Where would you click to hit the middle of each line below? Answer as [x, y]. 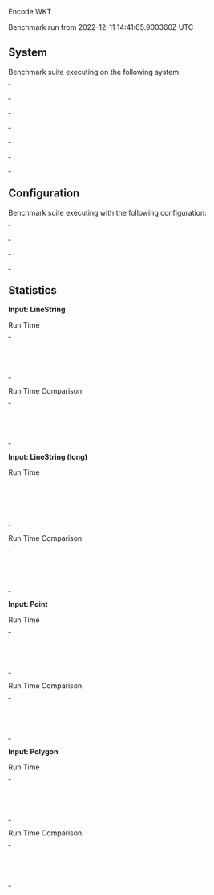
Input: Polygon [33, 752]
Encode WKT [30, 12]
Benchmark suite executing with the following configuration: [107, 212]
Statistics [33, 290]
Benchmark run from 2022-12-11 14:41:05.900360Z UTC [101, 27]
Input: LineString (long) [48, 457]
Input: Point [28, 604]
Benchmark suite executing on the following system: [95, 72]
